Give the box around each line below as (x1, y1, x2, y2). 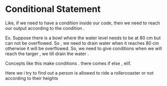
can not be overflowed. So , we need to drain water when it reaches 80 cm (5, 40, 159, 46)
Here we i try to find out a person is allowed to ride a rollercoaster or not (5, 70, 154, 76)
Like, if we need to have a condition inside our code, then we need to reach (5, 20, 160, 26)
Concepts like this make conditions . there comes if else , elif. (5, 60, 131, 66)
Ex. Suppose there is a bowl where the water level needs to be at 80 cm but (5, 35, 161, 41)
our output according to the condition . (5, 25, 85, 31)
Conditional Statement (5, 3, 101, 15)
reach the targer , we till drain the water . (5, 51, 89, 57)
